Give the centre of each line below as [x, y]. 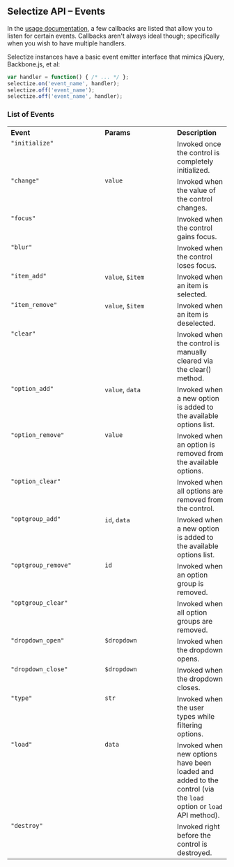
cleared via [195, 361]
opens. [188, 659]
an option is [196, 445]
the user [190, 708]
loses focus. [197, 265]
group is [190, 583]
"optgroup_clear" [39, 603]
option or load [200, 806]
